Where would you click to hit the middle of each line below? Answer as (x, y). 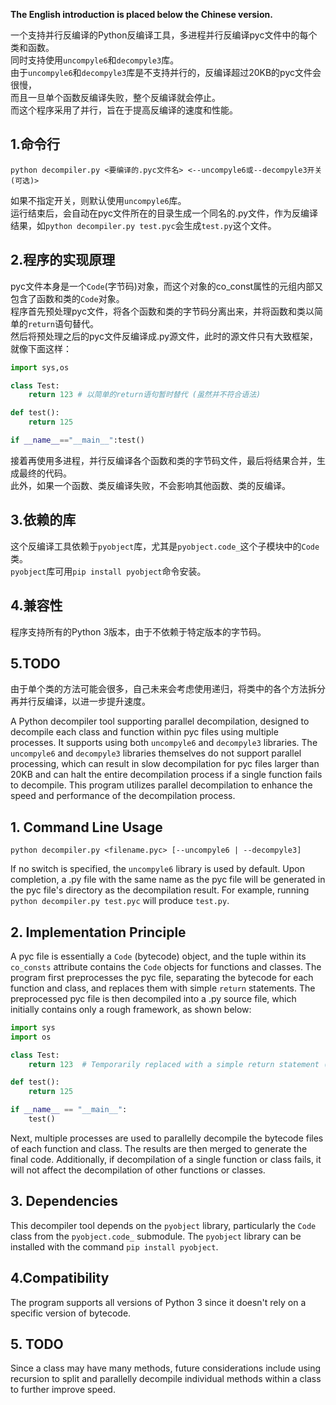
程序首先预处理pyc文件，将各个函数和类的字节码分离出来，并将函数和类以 (162, 311)
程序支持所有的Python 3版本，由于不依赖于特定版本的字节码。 (138, 631)
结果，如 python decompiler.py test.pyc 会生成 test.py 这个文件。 (143, 225)
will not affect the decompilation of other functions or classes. (138, 1170)
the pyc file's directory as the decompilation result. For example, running (160, 890)
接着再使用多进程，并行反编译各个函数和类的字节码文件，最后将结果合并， (163, 460)
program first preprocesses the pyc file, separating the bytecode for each (162, 977)
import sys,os (40, 367)
